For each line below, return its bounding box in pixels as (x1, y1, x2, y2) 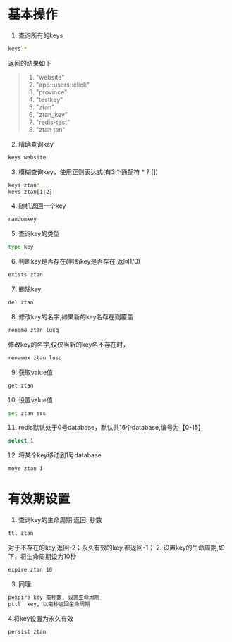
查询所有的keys (18, 31, 63, 39)
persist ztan (8, 628, 47, 635)
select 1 (8, 438, 34, 445)
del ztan (8, 299, 34, 307)
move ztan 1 (8, 465, 43, 472)
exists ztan (8, 271, 43, 278)
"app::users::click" (35, 80, 90, 89)
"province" (35, 87, 68, 96)
